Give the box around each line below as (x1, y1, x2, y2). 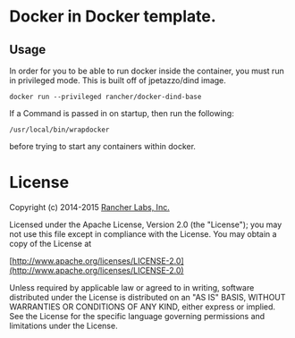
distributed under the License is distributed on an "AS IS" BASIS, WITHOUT (9, 292, 286, 302)
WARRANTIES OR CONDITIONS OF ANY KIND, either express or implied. (9, 301, 275, 312)
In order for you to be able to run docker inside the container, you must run (9, 65, 284, 76)
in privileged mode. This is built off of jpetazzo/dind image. (9, 75, 226, 86)
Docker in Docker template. (9, 6, 216, 27)
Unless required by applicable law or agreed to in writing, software (9, 282, 255, 292)
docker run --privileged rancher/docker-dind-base (9, 92, 202, 101)
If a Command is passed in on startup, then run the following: (9, 108, 234, 118)
